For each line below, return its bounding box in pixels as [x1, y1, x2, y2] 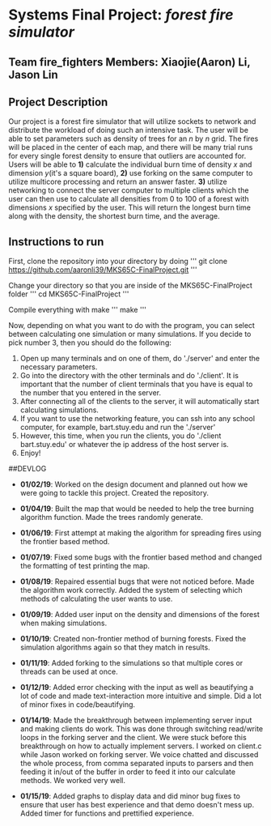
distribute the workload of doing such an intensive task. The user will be [8, 126, 249, 135]
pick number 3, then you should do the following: [8, 338, 172, 347]
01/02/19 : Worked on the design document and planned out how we [19, 479, 248, 489]
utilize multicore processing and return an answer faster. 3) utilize [8, 177, 228, 187]
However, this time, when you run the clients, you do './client [19, 431, 222, 441]
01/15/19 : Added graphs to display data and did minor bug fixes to [19, 791, 241, 801]
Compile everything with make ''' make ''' [8, 305, 147, 315]
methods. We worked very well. [19, 776, 125, 786]
